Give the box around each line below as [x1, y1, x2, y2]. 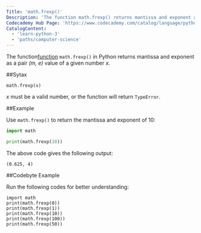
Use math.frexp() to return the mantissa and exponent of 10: [6, 116, 156, 123]
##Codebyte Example [6, 171, 60, 178]
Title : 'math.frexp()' [6, 8, 63, 15]
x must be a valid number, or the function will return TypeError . [6, 93, 161, 100]
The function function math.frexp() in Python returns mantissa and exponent [6, 53, 194, 60]
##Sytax [6, 71, 27, 78]
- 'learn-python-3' [11, 31, 60, 37]
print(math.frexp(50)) [6, 221, 63, 227]
